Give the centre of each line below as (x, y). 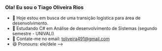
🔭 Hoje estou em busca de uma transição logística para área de (76, 18)
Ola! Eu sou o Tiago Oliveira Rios (44, 7)
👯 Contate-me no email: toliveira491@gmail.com (61, 39)
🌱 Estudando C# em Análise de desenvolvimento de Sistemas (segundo (85, 28)
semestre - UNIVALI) (33, 34)
